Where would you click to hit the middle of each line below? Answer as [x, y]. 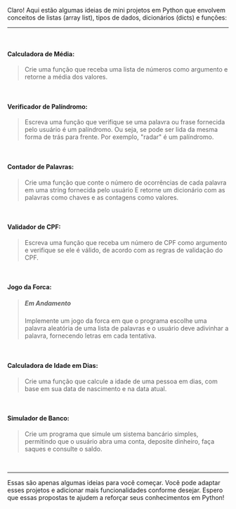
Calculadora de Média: [41, 54]
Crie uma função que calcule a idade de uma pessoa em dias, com [121, 381]
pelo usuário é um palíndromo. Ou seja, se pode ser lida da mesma [121, 130]
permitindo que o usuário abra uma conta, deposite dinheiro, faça [119, 441]
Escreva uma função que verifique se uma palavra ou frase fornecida [125, 122]
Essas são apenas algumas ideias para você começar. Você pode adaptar [114, 482]
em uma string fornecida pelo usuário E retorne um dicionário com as [125, 190]
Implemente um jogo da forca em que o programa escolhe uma [116, 321]
